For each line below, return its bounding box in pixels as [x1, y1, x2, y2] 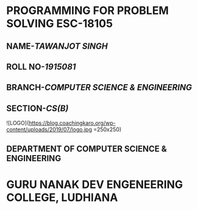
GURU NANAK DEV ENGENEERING [6, 178, 183, 191]
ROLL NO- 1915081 [6, 62, 76, 72]
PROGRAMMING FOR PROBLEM [6, 4, 169, 18]
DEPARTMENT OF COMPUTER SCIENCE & [6, 143, 168, 154]
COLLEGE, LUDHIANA [6, 190, 118, 205]
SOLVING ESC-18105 [6, 16, 113, 31]
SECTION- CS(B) [6, 103, 69, 114]
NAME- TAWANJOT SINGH [6, 41, 108, 51]
